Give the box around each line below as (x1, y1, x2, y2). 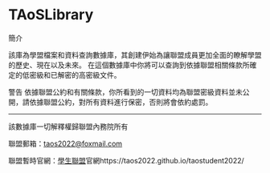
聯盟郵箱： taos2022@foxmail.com (8, 139, 123, 148)
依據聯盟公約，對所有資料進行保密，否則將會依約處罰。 (29, 97, 213, 107)
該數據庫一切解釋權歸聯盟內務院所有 (8, 122, 129, 131)
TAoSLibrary (8, 6, 94, 24)
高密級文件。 (78, 70, 121, 79)
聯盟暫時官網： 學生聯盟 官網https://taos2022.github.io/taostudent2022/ (8, 155, 245, 165)
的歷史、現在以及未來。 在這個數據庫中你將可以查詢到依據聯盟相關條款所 (8, 60, 250, 70)
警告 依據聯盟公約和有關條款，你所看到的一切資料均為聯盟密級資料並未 (8, 86, 243, 97)
